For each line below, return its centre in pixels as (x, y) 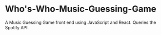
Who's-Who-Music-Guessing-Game (81, 9)
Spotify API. (17, 27)
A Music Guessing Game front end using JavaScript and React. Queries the (80, 22)
